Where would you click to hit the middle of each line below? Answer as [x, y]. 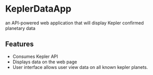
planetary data [20, 28]
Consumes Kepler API [35, 56]
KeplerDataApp [38, 9]
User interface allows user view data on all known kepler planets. [80, 67]
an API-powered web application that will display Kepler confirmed [74, 23]
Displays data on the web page [45, 62]
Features [19, 44]
